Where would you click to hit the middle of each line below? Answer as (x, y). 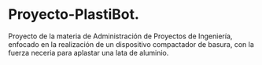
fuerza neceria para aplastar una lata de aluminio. (89, 52)
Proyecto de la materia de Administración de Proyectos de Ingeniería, (120, 36)
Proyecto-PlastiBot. (74, 14)
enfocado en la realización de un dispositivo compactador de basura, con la (131, 44)
